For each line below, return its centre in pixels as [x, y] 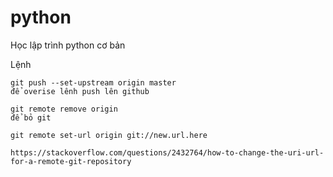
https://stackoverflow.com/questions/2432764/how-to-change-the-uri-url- [167, 152]
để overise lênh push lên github [80, 91]
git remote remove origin [64, 109]
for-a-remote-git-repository [71, 161]
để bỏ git [31, 117]
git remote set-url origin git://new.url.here [109, 135]
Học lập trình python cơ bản [68, 45]
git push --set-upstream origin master [93, 82]
